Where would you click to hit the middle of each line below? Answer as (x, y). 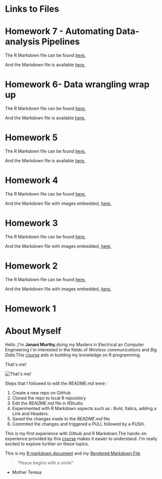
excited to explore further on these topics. (47, 444)
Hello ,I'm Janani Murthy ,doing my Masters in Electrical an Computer (75, 344)
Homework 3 (32, 223)
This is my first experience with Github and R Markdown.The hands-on (76, 433)
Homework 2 (31, 266)
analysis (22, 42)
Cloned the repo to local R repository (49, 398)
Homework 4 (32, 181)
